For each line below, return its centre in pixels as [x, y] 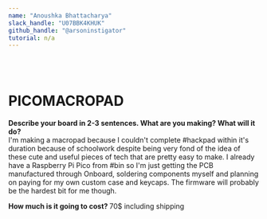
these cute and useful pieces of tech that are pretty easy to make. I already [132, 157]
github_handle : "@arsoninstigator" [67, 30]
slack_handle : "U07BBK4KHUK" [57, 23]
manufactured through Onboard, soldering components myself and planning [133, 174]
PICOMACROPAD [66, 101]
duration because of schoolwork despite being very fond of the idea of [124, 149]
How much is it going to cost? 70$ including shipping [96, 206]
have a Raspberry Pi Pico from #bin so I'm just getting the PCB [111, 166]
